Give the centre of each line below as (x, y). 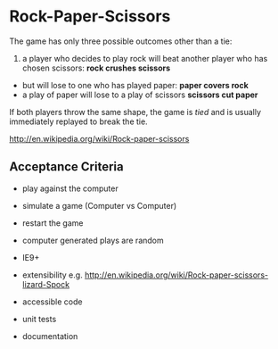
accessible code (52, 302)
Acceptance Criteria (66, 167)
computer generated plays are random (93, 240)
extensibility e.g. (52, 275)
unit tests (39, 319)
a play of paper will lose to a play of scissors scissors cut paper (140, 95)
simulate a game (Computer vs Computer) (99, 205)
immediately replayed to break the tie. (79, 121)
